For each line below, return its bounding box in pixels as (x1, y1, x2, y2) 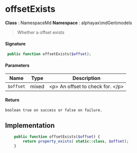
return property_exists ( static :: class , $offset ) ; (23, 139, 129, 144)
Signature (5, 40, 26, 46)
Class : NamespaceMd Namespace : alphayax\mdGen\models (5, 20, 132, 26)
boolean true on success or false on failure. (5, 108, 103, 113)
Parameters (5, 62, 30, 68)
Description (72, 75, 101, 82)
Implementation (5, 121, 55, 129)
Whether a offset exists (17, 29, 65, 35)
